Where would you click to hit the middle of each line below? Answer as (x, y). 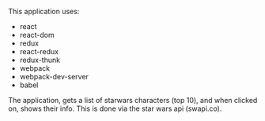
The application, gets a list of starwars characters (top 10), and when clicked (133, 100)
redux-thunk (40, 60)
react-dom (37, 35)
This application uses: (44, 11)
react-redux (39, 51)
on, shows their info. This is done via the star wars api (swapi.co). (115, 108)
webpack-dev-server (54, 77)
